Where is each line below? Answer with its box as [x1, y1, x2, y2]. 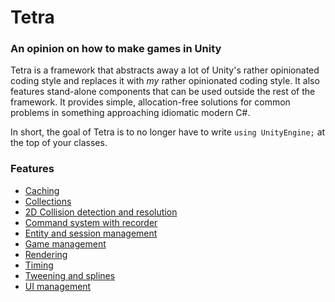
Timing [24, 259, 54, 271]
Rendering [24, 248, 68, 260]
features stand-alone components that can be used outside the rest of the [10, 86, 316, 98]
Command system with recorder [24, 216, 158, 228]
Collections [24, 195, 72, 207]
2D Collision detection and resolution [24, 206, 178, 218]
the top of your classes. [10, 137, 108, 149]
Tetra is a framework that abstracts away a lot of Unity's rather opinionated [10, 64, 320, 76]
